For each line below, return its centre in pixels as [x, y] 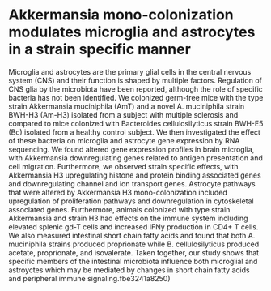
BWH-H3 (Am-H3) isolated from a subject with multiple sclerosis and [123, 114]
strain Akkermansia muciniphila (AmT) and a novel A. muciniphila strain [127, 106]
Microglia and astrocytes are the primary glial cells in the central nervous [130, 71]
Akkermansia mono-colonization [121, 15]
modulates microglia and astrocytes [132, 32]
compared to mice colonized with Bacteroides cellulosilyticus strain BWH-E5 [136, 123]
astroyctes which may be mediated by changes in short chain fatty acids [129, 270]
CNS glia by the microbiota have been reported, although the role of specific [135, 89]
